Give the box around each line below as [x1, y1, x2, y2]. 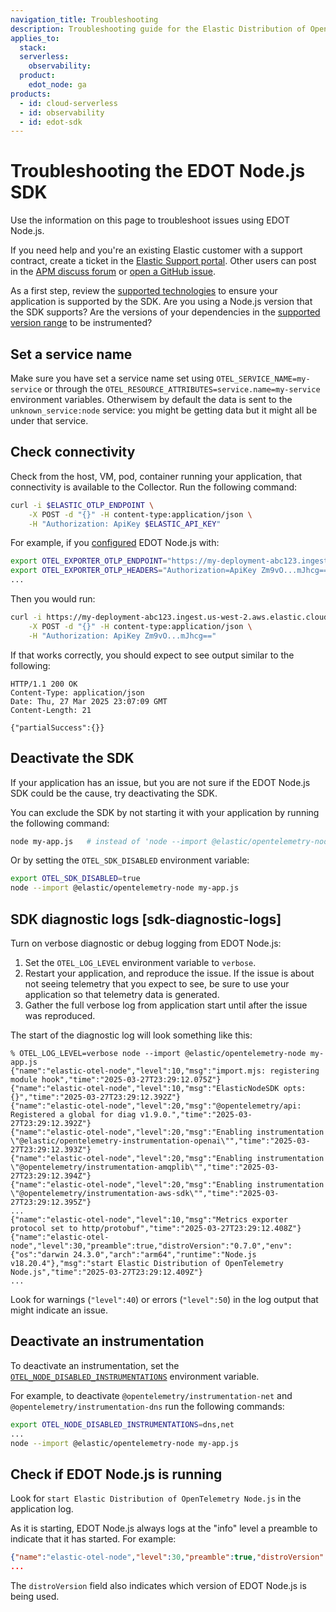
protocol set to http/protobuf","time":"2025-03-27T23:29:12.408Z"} [10, 1223, 302, 1233]
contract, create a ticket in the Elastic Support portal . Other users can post [10, 255, 317, 267]
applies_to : [10, 33, 60, 43]
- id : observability [19, 107, 105, 118]
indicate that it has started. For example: [10, 1533, 177, 1545]
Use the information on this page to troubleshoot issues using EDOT [10, 214, 291, 226]
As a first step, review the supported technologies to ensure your [10, 285, 278, 297]
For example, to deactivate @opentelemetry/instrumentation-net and [10, 1389, 293, 1401]
